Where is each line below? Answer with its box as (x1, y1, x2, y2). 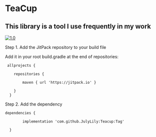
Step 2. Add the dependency (5, 101, 62, 107)
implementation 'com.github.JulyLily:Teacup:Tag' (22, 119, 125, 124)
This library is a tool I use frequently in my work (5, 22, 151, 30)
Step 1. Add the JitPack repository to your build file (5, 45, 107, 50)
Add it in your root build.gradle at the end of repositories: (5, 54, 119, 60)
